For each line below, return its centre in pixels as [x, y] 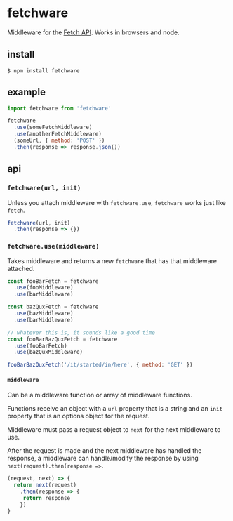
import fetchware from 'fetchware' [59, 108]
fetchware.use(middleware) [53, 246]
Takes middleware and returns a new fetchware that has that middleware [112, 260]
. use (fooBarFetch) [41, 345]
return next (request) [45, 485]
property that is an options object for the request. [79, 416]
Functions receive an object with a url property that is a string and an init [115, 409]
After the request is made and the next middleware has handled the [105, 451]
